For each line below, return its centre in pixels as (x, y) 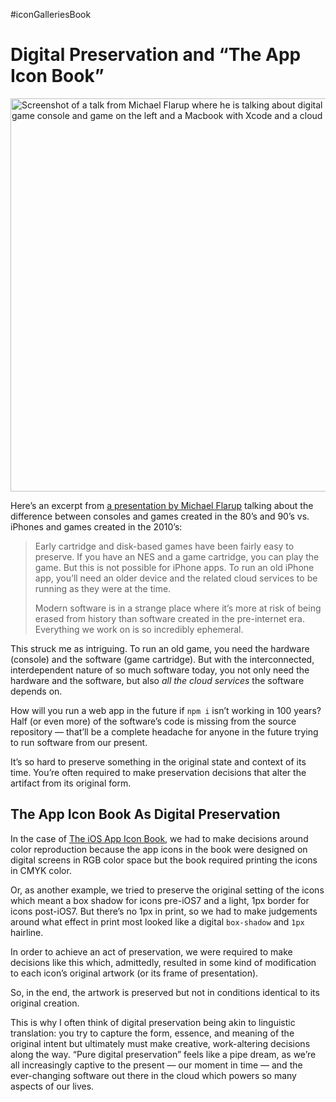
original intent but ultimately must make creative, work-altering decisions (160, 1043)
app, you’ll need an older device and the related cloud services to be (176, 578)
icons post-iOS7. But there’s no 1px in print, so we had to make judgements (164, 911)
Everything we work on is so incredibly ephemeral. (139, 629)
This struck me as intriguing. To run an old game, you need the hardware (160, 648)
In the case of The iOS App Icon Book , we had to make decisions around (159, 838)
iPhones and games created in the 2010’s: (96, 526)
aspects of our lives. (52, 1086)
